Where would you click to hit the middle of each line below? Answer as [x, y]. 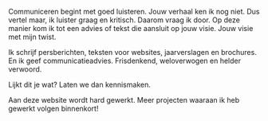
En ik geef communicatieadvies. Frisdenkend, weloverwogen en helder [125, 60]
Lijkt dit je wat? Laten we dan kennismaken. [80, 84]
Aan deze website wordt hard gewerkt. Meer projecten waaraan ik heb [124, 100]
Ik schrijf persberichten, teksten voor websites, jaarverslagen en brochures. [132, 52]
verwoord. [25, 69]
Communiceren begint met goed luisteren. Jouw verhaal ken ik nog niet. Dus [134, 12]
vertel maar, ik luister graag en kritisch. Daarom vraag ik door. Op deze [124, 20]
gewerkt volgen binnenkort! [53, 108]
